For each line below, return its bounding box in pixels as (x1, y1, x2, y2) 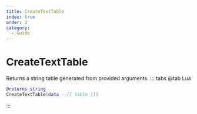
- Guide (11, 30, 31, 36)
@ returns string (6, 86, 46, 92)
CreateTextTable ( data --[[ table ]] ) (6, 91, 99, 97)
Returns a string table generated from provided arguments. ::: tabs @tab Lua (6, 75, 191, 82)
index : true (6, 14, 35, 20)
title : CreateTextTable (6, 8, 65, 15)
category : (6, 25, 31, 31)
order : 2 (6, 19, 28, 25)
